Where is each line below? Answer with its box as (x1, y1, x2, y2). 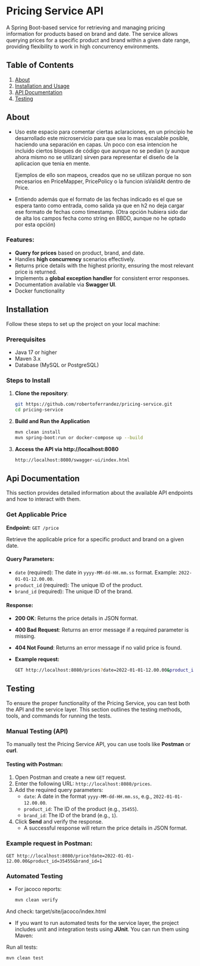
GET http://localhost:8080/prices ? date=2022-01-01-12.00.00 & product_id (14, 667, 196, 673)
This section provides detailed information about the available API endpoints (6, 489, 193, 496)
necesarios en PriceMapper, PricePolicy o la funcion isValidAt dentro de (14, 178, 191, 185)
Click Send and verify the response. (14, 818, 103, 825)
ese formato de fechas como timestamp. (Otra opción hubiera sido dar (14, 208, 188, 215)
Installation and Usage (14, 82, 70, 89)
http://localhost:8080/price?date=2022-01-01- (17, 853, 135, 859)
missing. (14, 633, 36, 640)
